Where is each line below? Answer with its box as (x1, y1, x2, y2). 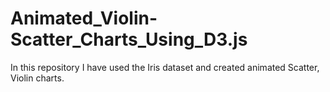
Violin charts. (10, 72, 65, 84)
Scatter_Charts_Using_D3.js (10, 28, 248, 51)
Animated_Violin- (10, 7, 158, 30)
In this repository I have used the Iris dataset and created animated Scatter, (10, 61, 320, 73)
